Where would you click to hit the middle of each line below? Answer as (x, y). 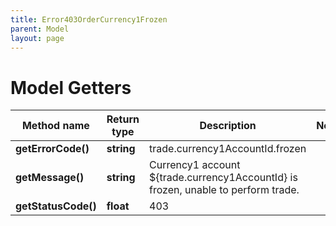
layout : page (37, 38)
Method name (55, 126)
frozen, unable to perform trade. (224, 190)
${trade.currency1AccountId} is (223, 178)
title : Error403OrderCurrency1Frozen (89, 19)
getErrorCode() (52, 149)
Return (123, 119)
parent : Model (40, 29)
